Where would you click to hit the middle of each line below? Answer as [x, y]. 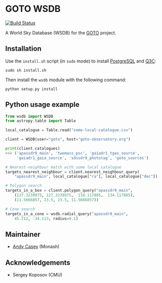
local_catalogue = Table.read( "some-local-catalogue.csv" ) [69, 130]
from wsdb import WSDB [29, 116]
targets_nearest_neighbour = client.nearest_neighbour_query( [72, 172]
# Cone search [20, 209]
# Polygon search [24, 186]
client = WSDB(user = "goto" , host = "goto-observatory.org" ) [68, 139]
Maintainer [23, 234]
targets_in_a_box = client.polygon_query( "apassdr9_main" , [69, 191]
